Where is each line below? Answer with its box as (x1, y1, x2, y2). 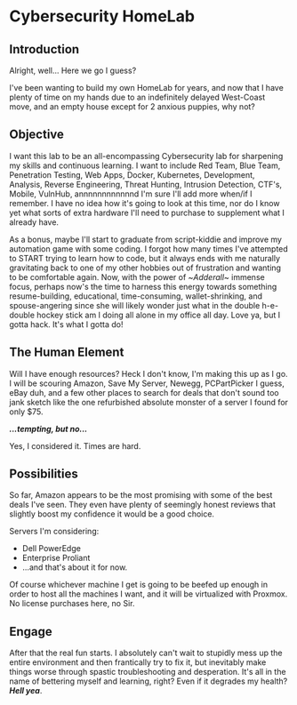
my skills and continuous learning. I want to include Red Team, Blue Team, (9, 160, 281, 171)
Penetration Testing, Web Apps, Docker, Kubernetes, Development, (9, 169, 255, 180)
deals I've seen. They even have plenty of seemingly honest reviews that (9, 500, 276, 510)
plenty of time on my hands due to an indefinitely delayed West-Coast (9, 92, 265, 102)
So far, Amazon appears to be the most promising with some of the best (9, 490, 273, 501)
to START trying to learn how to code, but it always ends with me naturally (9, 252, 281, 263)
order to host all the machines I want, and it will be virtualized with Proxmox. (9, 589, 288, 599)
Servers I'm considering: (9, 526, 100, 537)
